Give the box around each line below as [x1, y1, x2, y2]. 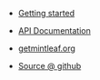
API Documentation [17, 25, 91, 35]
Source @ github [17, 61, 82, 71]
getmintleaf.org [17, 43, 75, 54]
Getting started [17, 8, 75, 18]
